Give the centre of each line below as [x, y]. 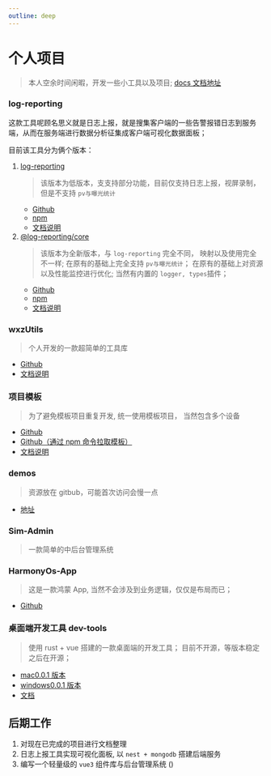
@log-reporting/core [55, 237]
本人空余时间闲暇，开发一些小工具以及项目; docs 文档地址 [125, 83]
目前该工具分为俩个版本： [51, 150]
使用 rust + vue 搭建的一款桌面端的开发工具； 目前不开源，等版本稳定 [144, 647]
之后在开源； [49, 658]
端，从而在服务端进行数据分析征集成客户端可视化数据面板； [108, 132]
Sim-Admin [31, 531]
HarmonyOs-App [42, 570]
